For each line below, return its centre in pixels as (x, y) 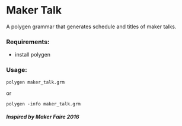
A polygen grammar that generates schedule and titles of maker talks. (91, 26)
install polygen (33, 55)
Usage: (17, 70)
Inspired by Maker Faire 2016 (43, 117)
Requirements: (28, 42)
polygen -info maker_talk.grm (44, 104)
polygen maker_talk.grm (36, 82)
